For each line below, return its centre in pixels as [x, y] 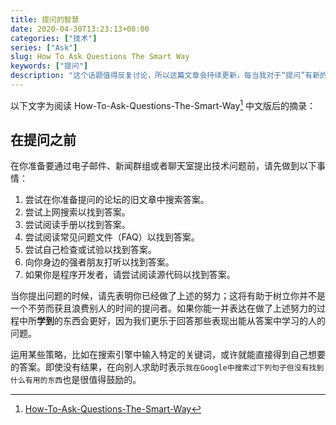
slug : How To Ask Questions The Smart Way [100, 57]
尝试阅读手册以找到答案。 [77, 225]
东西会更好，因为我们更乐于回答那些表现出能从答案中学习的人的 [194, 321]
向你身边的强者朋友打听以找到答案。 [99, 262]
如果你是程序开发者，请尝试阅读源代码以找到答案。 [130, 275]
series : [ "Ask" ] [44, 47]
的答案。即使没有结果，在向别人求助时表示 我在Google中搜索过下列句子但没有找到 [167, 367]
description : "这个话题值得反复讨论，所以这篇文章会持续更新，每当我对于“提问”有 [161, 76]
